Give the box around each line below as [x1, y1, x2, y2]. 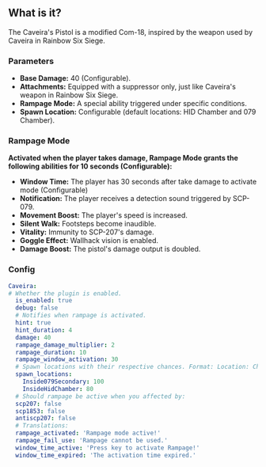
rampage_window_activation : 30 [15, 355, 119, 363]
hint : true [15, 319, 51, 327]
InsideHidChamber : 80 [22, 385, 93, 393]
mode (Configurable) [19, 185, 89, 195]
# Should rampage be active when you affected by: [15, 392, 186, 401]
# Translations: [15, 422, 69, 430]
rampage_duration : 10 [15, 348, 87, 356]
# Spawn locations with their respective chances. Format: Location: [15, 363, 249, 371]
